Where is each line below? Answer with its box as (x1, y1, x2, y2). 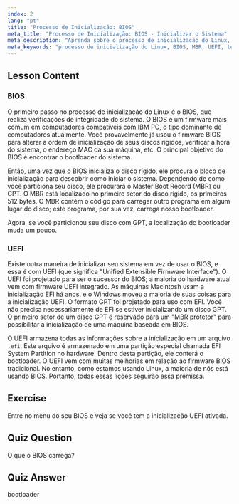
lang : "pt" (7, 17, 40, 24)
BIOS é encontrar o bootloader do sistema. (7, 152, 133, 161)
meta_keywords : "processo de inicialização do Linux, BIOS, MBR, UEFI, (7, 43, 224, 51)
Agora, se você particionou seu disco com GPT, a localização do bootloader (7, 218, 230, 226)
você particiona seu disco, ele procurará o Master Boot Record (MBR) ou (7, 182, 221, 190)
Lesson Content (7, 70, 80, 82)
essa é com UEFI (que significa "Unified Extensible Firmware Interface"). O (7, 267, 227, 275)
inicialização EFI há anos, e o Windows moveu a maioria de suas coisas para (7, 290, 231, 298)
